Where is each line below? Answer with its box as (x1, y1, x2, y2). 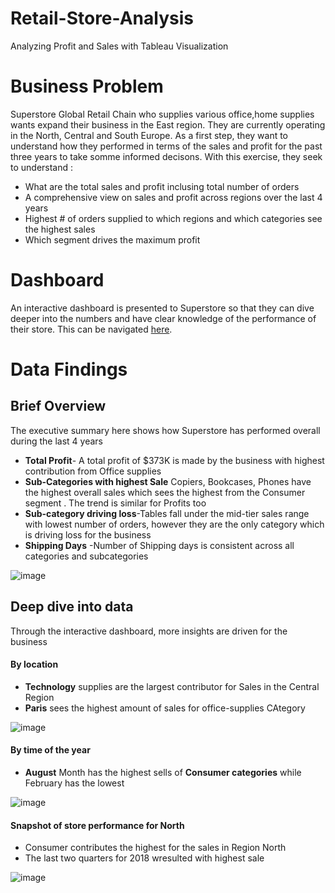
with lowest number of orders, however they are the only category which (24, 518, 325, 530)
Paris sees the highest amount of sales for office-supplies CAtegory (24, 702, 306, 714)
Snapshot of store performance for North (10, 819, 185, 831)
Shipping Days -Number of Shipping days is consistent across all (24, 539, 295, 551)
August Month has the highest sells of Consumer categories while (24, 767, 302, 779)
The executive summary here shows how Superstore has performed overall (10, 424, 321, 436)
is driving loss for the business (24, 528, 152, 541)
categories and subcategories (24, 550, 149, 562)
